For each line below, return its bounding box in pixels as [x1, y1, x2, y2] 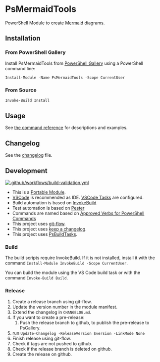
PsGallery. [19, 325, 41, 331]
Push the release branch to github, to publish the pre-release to [19, 319, 150, 325]
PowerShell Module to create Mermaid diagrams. [5, 20, 105, 26]
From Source [5, 87, 37, 93]
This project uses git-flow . [12, 221, 66, 227]
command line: [5, 65, 36, 71]
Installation [5, 34, 41, 43]
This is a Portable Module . [12, 189, 66, 195]
